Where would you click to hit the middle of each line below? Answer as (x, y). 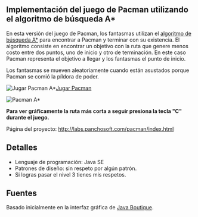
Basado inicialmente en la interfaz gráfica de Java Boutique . (80, 207)
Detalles (22, 148)
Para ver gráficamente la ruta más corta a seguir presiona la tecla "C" (94, 111)
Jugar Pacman (74, 88)
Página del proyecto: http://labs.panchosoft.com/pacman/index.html (90, 129)
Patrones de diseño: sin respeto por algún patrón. (76, 168)
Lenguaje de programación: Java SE (59, 162)
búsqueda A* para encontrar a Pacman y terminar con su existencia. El (93, 40)
